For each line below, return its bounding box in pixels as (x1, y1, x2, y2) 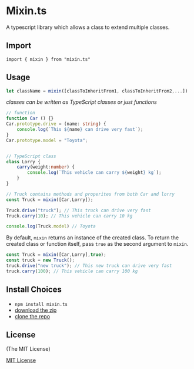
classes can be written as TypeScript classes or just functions (6, 98, 157, 106)
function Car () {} (6, 116, 54, 121)
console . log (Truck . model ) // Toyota (6, 223, 96, 229)
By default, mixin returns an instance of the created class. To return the (6, 234, 179, 241)
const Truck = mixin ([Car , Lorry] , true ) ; (6, 252, 107, 258)
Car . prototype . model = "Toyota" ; (6, 137, 88, 143)
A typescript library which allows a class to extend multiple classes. (6, 24, 170, 31)
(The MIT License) (6, 345, 51, 352)
